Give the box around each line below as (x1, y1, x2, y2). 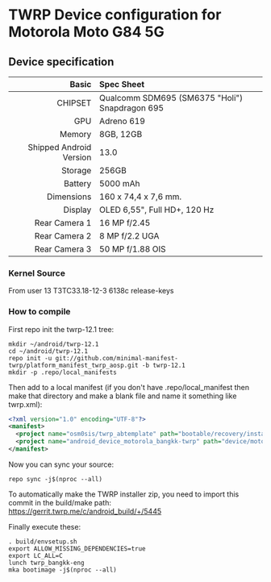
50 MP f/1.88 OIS (99, 243, 167, 255)
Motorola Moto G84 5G (8, 23, 165, 41)
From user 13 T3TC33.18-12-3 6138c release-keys (8, 286, 174, 296)
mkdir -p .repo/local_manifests (8, 368, 117, 376)
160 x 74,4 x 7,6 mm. (99, 191, 182, 202)
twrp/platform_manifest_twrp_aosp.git (8, 361, 139, 369)
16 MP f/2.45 (99, 218, 151, 228)
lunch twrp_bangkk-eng (8, 559, 85, 567)
